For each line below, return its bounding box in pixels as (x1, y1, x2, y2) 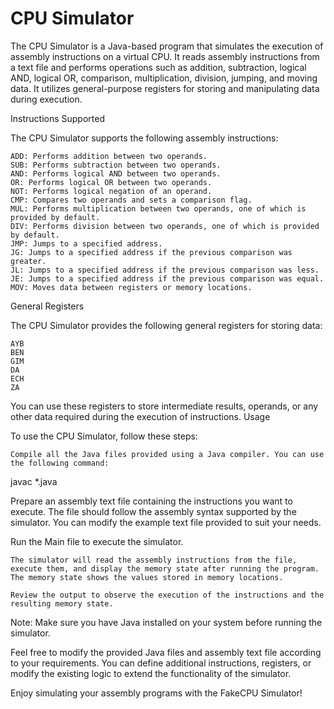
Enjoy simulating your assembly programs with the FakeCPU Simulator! (10, 687, 303, 699)
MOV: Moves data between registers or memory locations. (10, 282, 253, 292)
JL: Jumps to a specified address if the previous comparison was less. (10, 265, 320, 275)
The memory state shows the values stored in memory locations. (10, 572, 284, 582)
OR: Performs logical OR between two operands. (10, 177, 213, 187)
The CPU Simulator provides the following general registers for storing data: (10, 319, 323, 331)
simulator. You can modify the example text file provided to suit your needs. (10, 516, 322, 528)
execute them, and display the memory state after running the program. (10, 563, 320, 574)
